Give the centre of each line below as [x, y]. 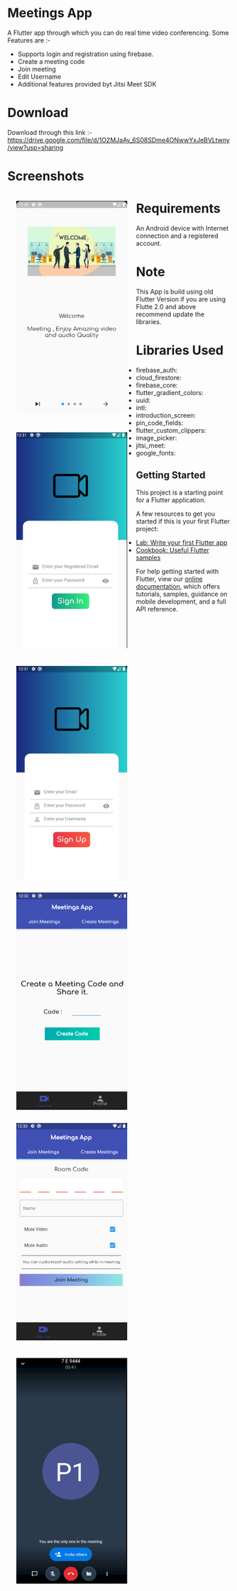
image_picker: [156, 438]
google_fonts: [156, 453]
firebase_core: [157, 385]
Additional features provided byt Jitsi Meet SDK [87, 84]
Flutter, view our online [169, 579]
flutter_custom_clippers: [171, 430]
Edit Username [39, 77]
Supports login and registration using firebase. [86, 54]
